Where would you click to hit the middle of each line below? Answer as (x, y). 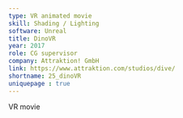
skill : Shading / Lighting (54, 23)
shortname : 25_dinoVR (45, 76)
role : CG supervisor (43, 53)
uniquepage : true (39, 83)
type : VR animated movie (50, 16)
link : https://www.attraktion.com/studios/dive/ (92, 69)
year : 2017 (27, 46)
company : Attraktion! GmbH (54, 61)
